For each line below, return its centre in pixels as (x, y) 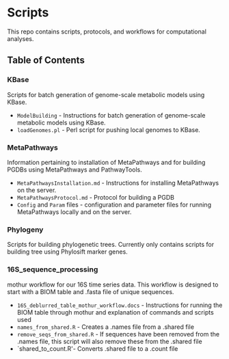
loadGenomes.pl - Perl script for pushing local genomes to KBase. (108, 130)
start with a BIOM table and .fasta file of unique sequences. (91, 291)
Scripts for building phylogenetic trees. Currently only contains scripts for (111, 245)
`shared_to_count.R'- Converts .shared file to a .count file (97, 348)
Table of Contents (46, 61)
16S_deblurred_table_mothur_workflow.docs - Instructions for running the (120, 305)
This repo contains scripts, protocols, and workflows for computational (107, 31)
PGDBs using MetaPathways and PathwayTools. (75, 170)
